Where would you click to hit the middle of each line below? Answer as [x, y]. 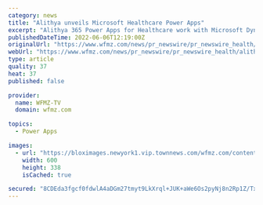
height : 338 [41, 167]
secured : [22, 189]
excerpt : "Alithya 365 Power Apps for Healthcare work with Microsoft [126, 30]
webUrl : [21, 52]
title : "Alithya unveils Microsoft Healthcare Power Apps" [106, 23]
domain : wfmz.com [43, 110]
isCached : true [47, 175]
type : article [31, 60]
